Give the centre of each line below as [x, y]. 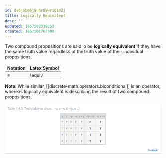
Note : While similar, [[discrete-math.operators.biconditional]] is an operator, [83, 86]
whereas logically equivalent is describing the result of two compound [77, 92]
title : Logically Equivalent [35, 16]
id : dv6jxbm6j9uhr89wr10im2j [35, 10]
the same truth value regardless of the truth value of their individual [74, 52]
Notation [16, 68]
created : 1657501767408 [30, 32]
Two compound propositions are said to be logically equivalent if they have [83, 46]
